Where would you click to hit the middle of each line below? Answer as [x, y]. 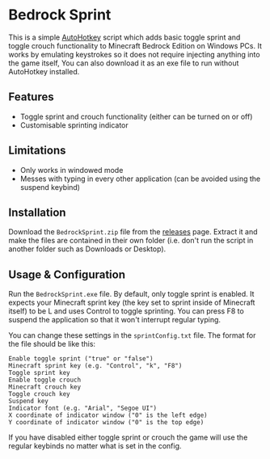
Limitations [37, 151]
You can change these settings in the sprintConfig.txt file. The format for [132, 335]
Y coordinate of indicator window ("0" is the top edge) [106, 423]
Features [31, 97]
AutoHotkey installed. [44, 71]
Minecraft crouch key [45, 387]
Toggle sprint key [39, 373]
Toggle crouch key [39, 394]
